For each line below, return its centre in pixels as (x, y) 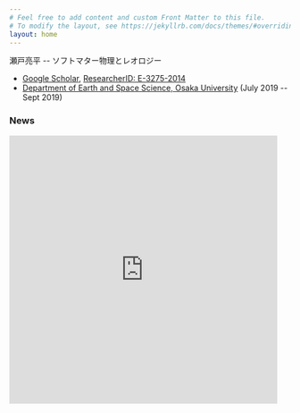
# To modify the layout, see (63, 26)
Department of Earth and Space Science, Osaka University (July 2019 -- (155, 88)
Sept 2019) (42, 97)
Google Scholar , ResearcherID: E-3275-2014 (104, 79)
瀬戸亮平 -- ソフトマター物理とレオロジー (86, 61)
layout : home (33, 34)
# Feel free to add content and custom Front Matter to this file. (137, 17)
